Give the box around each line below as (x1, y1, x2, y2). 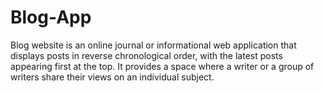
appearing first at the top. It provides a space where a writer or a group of (10, 60, 315, 72)
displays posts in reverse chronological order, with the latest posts (10, 49, 283, 61)
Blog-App (10, 6, 92, 29)
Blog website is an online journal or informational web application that (10, 39, 297, 51)
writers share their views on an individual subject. (10, 71, 215, 83)
